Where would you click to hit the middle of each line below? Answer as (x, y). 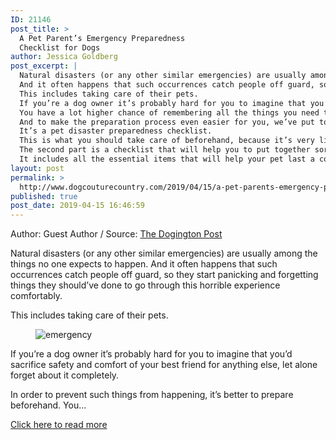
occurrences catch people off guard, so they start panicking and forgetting (164, 275)
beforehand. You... (48, 405)
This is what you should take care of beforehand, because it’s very (167, 141)
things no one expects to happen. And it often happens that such (144, 264)
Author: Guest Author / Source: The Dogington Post (116, 234)
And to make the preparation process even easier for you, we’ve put (167, 122)
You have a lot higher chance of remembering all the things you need (169, 112)
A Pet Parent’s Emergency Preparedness (102, 38)
